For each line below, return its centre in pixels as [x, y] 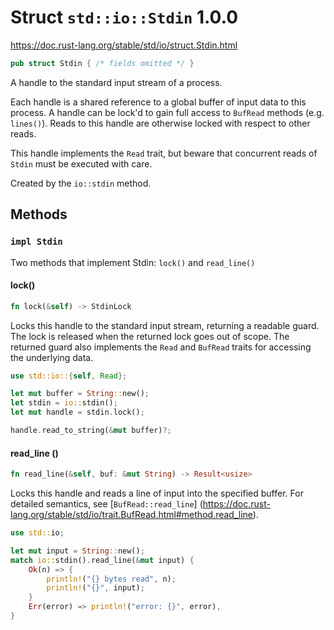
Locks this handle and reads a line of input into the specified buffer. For [157, 493]
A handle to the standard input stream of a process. [116, 82]
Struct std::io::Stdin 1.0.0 [124, 17]
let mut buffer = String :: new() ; [80, 394]
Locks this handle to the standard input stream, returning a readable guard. [165, 325]
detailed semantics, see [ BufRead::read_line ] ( [106, 504]
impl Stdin [36, 242]
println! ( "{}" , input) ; [95, 588]
